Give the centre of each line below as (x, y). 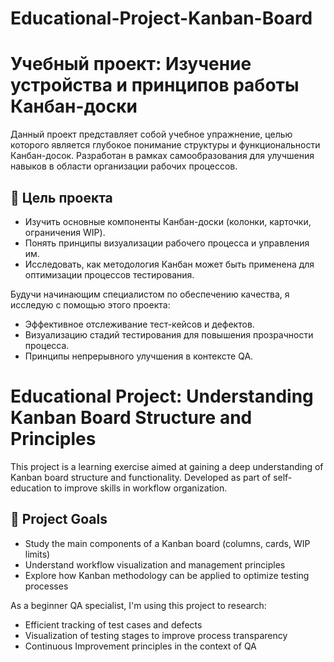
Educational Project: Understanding (162, 396)
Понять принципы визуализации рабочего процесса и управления (167, 243)
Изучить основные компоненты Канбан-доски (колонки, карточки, (168, 221)
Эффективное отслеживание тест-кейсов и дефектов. (139, 324)
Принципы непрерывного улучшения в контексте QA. (139, 356)
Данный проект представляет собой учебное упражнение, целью (151, 134)
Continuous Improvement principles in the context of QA (140, 646)
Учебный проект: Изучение (131, 64)
